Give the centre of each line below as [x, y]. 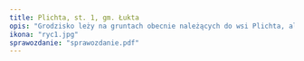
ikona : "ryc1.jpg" [44, 34]
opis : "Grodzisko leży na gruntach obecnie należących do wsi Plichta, [147, 26]
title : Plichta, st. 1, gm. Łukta [75, 17]
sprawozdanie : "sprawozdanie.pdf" [75, 43]
